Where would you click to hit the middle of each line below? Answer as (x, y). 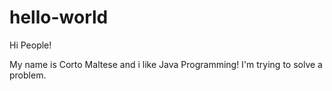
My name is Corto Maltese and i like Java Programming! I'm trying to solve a (166, 64)
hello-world (59, 17)
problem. (28, 75)
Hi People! (30, 45)
